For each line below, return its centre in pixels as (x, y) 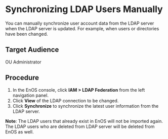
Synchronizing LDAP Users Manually (84, 9)
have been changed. (27, 34)
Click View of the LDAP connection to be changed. (66, 100)
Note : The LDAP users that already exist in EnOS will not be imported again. (84, 121)
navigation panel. (31, 95)
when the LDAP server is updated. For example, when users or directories (82, 28)
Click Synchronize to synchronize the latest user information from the (86, 106)
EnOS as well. (19, 131)
